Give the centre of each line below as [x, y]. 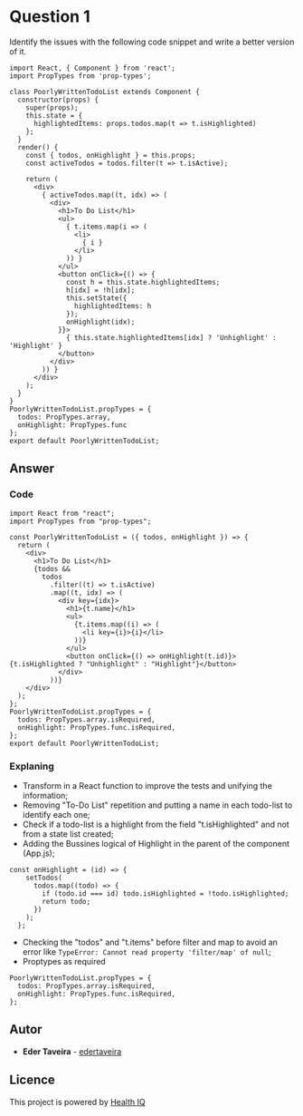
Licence [33, 1080]
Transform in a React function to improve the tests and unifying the [147, 785]
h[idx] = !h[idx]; [101, 290]
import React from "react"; [62, 513]
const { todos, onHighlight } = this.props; [111, 155]
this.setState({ [97, 298]
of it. [18, 51]
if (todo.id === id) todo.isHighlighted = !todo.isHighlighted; [166, 893]
